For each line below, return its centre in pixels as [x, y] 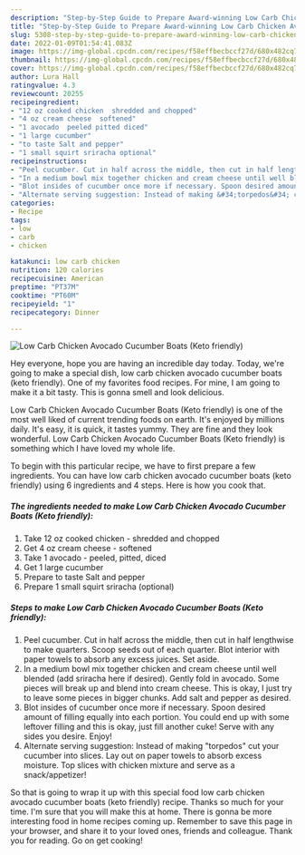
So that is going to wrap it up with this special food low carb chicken [138, 792]
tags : [20, 220]
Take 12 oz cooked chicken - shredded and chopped [121, 539]
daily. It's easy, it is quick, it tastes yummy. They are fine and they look [142, 429]
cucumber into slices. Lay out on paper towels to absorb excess [143, 756]
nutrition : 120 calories [57, 270]
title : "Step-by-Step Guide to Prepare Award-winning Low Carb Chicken [148, 26]
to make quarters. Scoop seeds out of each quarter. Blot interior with [151, 650]
